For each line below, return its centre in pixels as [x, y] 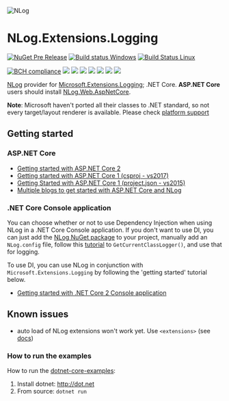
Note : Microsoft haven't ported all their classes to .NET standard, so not [108, 105]
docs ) [25, 338]
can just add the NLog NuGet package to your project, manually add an [107, 237]
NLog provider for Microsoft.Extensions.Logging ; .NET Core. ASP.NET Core [114, 84]
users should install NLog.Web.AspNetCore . [69, 92]
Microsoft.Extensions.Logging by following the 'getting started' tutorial [107, 272]
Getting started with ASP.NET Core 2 [69, 168]
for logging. [23, 251]
